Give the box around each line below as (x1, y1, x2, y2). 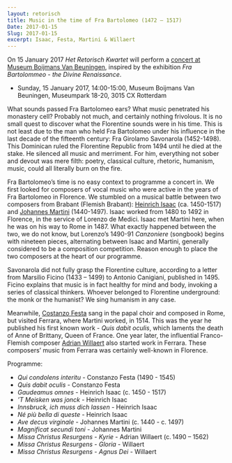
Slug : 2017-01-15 (7, 29, 58, 37)
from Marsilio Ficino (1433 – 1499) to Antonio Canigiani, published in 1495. (7, 273, 220, 282)
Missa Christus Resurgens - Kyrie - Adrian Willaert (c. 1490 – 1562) (17, 433, 209, 441)
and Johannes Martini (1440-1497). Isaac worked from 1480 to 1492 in (7, 208, 209, 216)
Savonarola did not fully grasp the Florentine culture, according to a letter (7, 266, 218, 274)
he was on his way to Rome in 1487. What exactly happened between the (7, 222, 217, 231)
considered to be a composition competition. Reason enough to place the (7, 245, 218, 253)
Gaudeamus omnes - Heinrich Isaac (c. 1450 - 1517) (17, 388, 167, 397)
